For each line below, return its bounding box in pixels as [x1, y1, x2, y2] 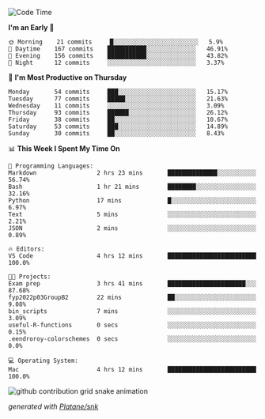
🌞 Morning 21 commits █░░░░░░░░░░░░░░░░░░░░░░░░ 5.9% [8, 38, 224, 46]
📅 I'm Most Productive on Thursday [8, 73, 127, 82]
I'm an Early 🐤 [8, 23, 55, 32]
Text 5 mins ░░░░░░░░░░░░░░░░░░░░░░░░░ [8, 210, 257, 218]
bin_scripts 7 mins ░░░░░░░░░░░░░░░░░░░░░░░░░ [8, 308, 257, 315]
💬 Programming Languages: [8, 162, 93, 170]
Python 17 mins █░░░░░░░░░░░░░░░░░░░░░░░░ [8, 197, 257, 205]
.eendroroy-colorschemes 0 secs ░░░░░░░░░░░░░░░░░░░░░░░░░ [8, 335, 257, 343]
